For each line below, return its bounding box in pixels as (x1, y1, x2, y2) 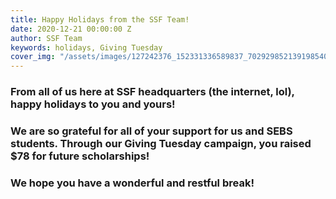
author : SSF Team (10, 33, 83, 43)
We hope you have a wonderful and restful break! (10, 176, 255, 190)
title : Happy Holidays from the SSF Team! (10, 14, 190, 25)
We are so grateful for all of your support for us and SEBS (10, 124, 293, 138)
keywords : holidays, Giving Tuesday (10, 42, 163, 53)
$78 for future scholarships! (10, 149, 150, 163)
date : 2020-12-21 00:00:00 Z (10, 24, 132, 34)
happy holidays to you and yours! (10, 97, 176, 111)
